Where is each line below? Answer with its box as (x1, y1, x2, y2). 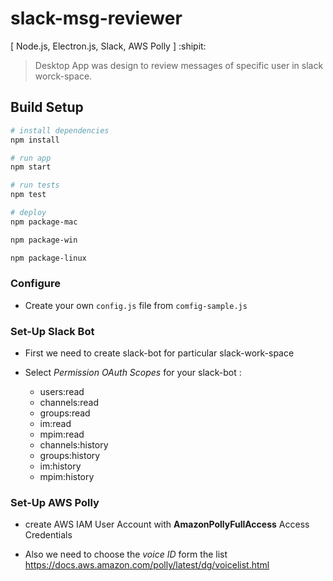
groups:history (39, 450, 101, 462)
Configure (10, 277, 61, 291)
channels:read (39, 397, 100, 409)
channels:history (39, 439, 109, 451)
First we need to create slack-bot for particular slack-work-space (24, 347, 295, 359)
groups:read (39, 407, 91, 419)
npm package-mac (10, 217, 78, 227)
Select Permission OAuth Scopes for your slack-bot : (24, 367, 242, 379)
